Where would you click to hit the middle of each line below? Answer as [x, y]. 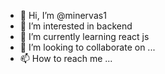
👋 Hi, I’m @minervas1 [63, 15]
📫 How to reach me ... [66, 58]
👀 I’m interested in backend [76, 26]
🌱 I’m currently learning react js [84, 36]
